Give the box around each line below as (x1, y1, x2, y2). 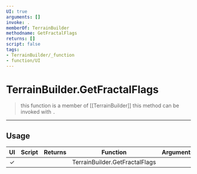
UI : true (6, 8, 28, 15)
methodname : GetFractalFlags (6, 30, 77, 36)
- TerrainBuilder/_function (6, 52, 75, 58)
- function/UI (6, 57, 41, 63)
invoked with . (20, 108, 56, 115)
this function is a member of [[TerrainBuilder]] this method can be (20, 102, 180, 109)
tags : (6, 47, 19, 53)
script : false (6, 42, 41, 47)
